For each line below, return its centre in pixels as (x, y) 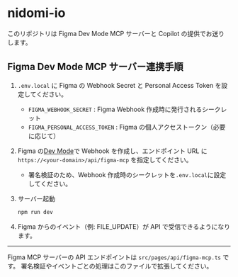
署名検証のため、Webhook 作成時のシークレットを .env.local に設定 (127, 174)
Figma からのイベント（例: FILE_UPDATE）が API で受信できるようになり (124, 226)
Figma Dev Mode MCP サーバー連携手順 (96, 67)
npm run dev (35, 212)
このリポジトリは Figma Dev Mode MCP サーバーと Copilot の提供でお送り (116, 33)
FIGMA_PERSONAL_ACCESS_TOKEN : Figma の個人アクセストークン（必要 (127, 127)
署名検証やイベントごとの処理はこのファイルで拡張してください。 (117, 266)
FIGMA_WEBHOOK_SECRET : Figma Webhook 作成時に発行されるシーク (124, 109)
